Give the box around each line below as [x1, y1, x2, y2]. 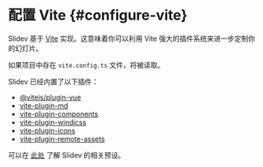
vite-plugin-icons [19, 125, 76, 135]
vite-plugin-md [19, 100, 68, 110]
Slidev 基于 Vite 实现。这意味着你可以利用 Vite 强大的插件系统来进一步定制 [8, 34, 249, 43]
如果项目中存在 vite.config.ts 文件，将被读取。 [8, 60, 165, 70]
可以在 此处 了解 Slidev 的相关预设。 [8, 150, 126, 160]
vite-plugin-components [19, 109, 99, 118]
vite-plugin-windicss [19, 118, 86, 127]
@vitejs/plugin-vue [19, 93, 82, 102]
